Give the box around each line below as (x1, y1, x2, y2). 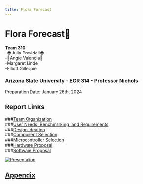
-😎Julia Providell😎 (5, 50, 45, 55)
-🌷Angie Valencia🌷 (5, 55, 43, 61)
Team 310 (5, 45, 26, 51)
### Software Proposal (5, 147, 51, 153)
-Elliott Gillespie (5, 65, 37, 71)
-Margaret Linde (5, 60, 38, 66)
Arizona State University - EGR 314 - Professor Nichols (5, 78, 139, 84)
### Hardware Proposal (5, 142, 53, 148)
